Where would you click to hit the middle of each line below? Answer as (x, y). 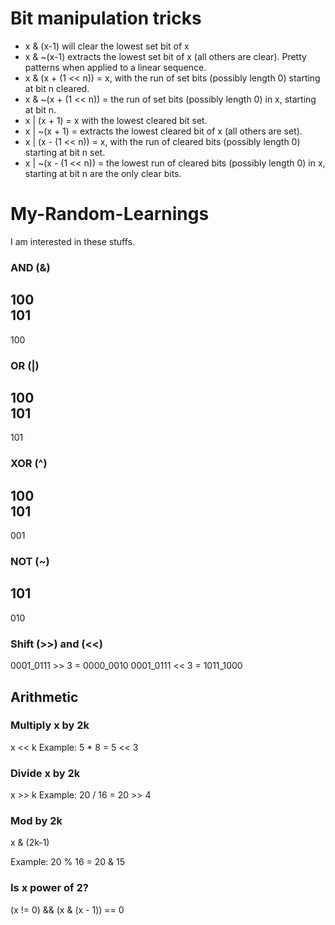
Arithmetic (44, 697)
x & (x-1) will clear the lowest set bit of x (107, 46)
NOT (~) (30, 561)
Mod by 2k (36, 821)
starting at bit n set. (65, 152)
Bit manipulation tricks (106, 18)
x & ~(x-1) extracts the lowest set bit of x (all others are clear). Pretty (165, 56)
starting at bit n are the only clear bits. (103, 173)
